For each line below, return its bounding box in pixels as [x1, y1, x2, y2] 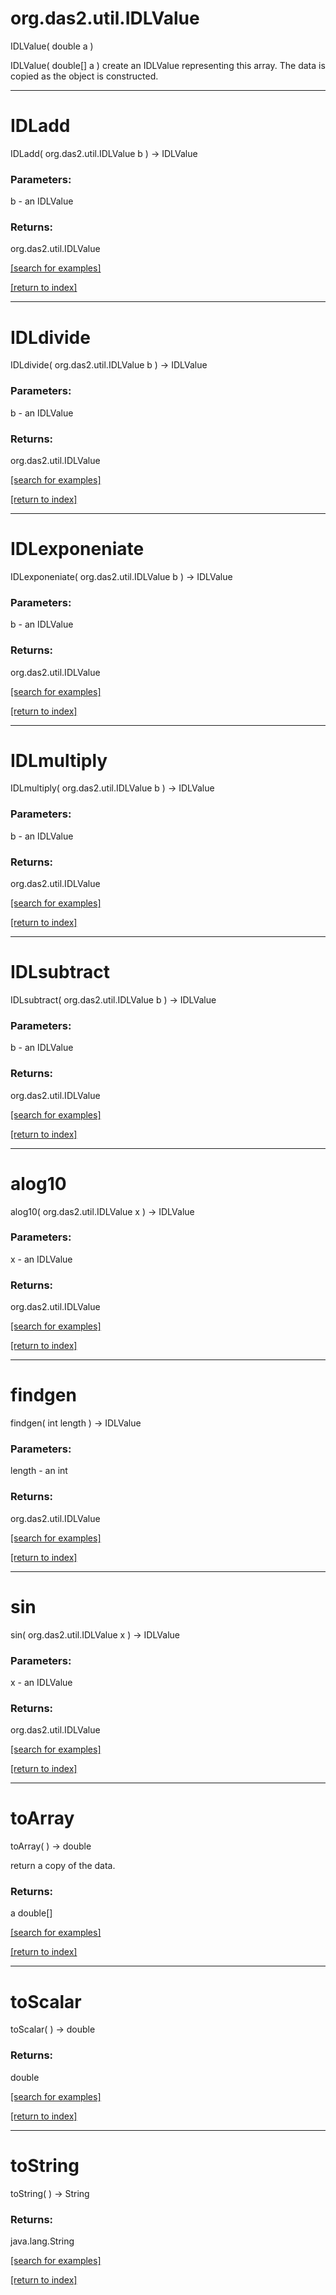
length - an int [10, 1465, 68, 1477]
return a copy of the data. [10, 1860, 116, 1872]
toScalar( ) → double [10, 2023, 96, 2036]
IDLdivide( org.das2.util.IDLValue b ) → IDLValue [10, 359, 208, 371]
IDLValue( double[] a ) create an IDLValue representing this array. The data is [10, 59, 326, 71]
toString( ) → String [10, 2187, 90, 2199]
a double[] [10, 1907, 53, 1919]
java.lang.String [10, 2235, 75, 2247]
